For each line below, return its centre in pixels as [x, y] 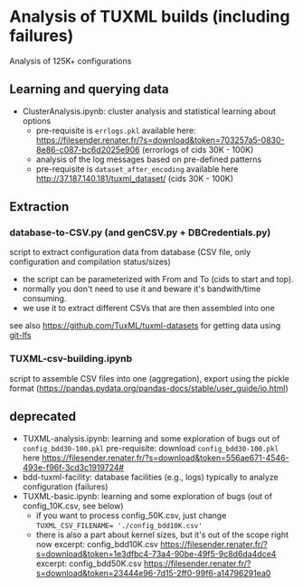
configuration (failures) [65, 487]
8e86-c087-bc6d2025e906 [88, 149]
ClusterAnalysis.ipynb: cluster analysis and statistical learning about [149, 111]
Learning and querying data [89, 89]
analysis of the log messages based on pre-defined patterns [149, 159]
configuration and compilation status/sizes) [90, 262]
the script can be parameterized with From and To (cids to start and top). [158, 279]
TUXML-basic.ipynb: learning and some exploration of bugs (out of [147, 496]
